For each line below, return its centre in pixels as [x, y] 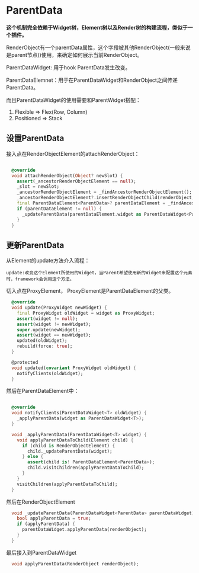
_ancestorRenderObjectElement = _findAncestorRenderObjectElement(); [105, 192]
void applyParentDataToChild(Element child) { [75, 440]
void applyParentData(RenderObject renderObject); [75, 564]
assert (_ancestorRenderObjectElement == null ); [76, 181]
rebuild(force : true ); [45, 346]
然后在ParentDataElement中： [43, 391]
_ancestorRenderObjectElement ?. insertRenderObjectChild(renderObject [105, 198]
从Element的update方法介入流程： [48, 261]
